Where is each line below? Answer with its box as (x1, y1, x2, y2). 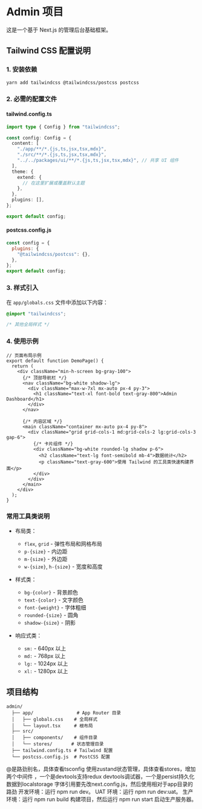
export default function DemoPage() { (6, 358, 104, 364)
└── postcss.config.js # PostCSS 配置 (11, 754, 111, 760)
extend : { (17, 174, 42, 180)
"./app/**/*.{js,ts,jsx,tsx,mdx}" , (17, 146, 107, 152)
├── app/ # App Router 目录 (11, 710, 121, 716)
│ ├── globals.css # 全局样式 (11, 716, 98, 722)
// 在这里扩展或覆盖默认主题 (22, 180, 85, 186)
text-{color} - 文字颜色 (24, 596, 83, 603)
